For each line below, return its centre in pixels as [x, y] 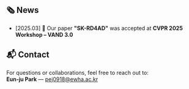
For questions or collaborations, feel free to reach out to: [77, 72]
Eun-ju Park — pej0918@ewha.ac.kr [52, 79]
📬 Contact [28, 55]
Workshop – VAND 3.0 [44, 34]
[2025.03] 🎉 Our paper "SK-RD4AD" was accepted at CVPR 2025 [99, 28]
